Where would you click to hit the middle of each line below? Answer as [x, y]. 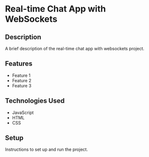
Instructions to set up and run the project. [47, 150]
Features [19, 64]
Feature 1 [21, 75]
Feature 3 [22, 86]
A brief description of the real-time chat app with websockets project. [75, 49]
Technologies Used [35, 101]
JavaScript [23, 113]
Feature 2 [22, 80]
